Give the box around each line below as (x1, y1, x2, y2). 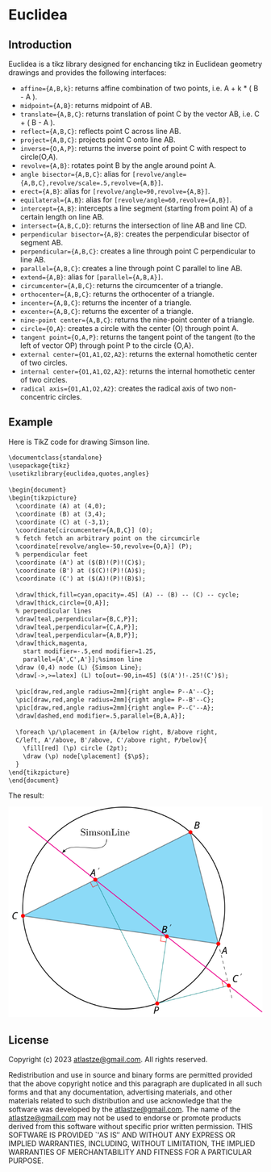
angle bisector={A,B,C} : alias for (19, 170, 131, 178)
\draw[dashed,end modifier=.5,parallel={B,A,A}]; (15, 712, 186, 720)
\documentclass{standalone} (8, 454, 103, 462)
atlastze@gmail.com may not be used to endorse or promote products (8, 1113, 242, 1123)
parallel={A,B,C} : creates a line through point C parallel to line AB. (19, 264, 243, 273)
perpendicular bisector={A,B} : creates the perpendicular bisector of (19, 229, 250, 239)
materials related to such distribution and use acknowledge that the (8, 1096, 232, 1106)
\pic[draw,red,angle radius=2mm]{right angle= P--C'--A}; (15, 704, 215, 712)
